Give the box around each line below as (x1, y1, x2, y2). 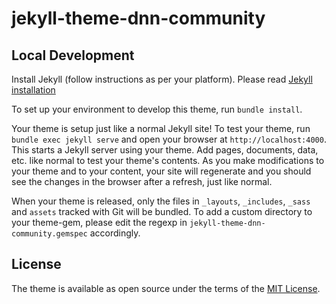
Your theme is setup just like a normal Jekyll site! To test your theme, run (11, 123, 311, 134)
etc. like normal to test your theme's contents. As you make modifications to (11, 155, 325, 166)
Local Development (11, 47, 135, 64)
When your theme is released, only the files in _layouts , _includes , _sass (11, 195, 311, 207)
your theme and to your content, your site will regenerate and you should (11, 165, 312, 177)
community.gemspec (11, 229, 88, 239)
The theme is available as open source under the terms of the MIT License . (11, 282, 321, 294)
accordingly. (89, 227, 141, 239)
